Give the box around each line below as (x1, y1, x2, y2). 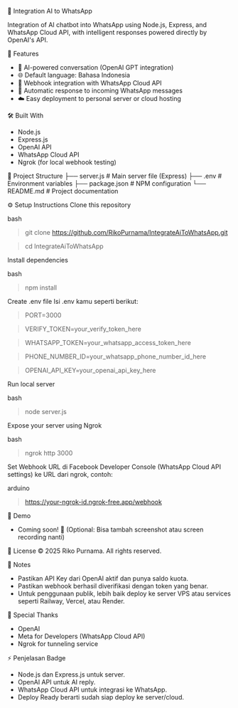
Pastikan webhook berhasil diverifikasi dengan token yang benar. (17, 582, 209, 590)
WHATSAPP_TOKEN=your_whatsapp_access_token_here (24, 339, 192, 347)
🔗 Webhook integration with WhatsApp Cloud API (17, 79, 162, 87)
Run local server (7, 380, 55, 388)
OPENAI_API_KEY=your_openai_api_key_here (24, 366, 156, 374)
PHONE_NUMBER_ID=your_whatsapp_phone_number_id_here (24, 352, 207, 361)
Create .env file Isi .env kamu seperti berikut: (7, 297, 139, 305)
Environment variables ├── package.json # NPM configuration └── (7, 179, 206, 188)
